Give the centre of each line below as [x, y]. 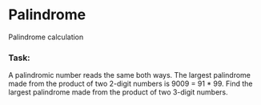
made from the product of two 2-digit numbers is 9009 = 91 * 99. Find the [130, 84]
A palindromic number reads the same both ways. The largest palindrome [129, 75]
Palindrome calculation [46, 37]
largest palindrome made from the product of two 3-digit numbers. [118, 92]
